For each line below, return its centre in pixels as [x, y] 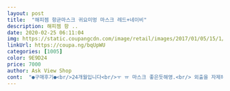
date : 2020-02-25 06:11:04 [46, 32]
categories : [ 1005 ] [35, 52]
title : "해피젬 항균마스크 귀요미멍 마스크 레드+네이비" [77, 20]
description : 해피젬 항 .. [43, 26]
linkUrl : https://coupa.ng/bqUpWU [56, 45]
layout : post [26, 13]
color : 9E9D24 [27, 58]
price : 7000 [24, 64]
